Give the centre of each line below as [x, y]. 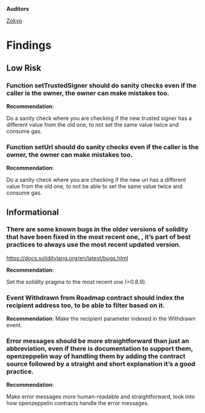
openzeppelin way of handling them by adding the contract [96, 356]
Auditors [18, 9]
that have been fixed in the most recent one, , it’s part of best [99, 237]
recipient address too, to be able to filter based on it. [86, 305]
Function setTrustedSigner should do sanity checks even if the [102, 85]
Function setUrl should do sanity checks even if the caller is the [102, 147]
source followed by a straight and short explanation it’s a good [101, 364]
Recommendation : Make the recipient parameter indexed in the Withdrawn [101, 319]
